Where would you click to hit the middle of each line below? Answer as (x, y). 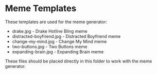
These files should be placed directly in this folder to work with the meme (78, 61)
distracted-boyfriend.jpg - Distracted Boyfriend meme (66, 36)
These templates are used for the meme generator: (56, 22)
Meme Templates (41, 8)
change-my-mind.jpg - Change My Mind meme (59, 41)
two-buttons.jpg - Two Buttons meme (50, 46)
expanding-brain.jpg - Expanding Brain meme (58, 52)
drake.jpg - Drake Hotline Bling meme (50, 31)
